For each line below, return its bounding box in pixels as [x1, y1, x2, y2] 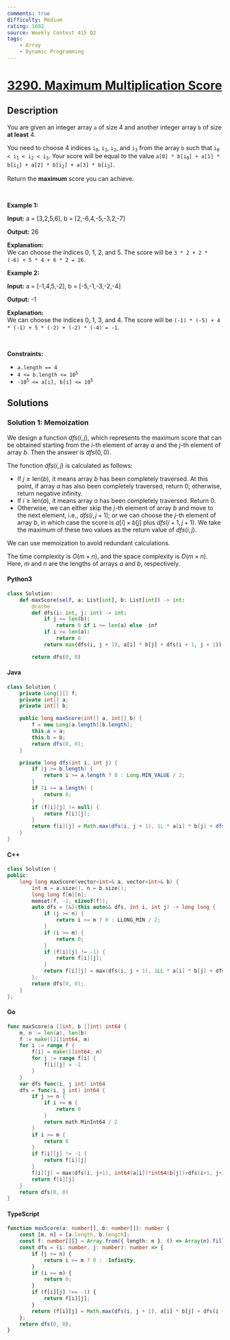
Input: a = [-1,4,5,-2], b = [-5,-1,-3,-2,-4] [7, 282, 121, 290]
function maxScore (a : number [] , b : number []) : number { [7, 1225, 170, 1232]
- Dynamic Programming [19, 49, 84, 55]
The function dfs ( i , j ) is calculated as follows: [7, 461, 133, 469]
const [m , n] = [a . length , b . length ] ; [19, 1231, 130, 1239]
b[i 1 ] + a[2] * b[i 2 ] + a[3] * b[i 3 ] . [7, 160, 115, 169]
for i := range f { [19, 1042, 75, 1049]
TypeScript [7, 1210, 40, 1218]
